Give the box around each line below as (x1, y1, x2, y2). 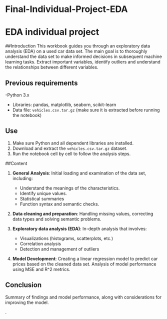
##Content (5, 160, 27, 166)
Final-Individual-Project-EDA (5, 3, 128, 15)
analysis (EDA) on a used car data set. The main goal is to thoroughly (5, 48, 147, 54)
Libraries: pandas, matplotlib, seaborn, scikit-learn (12, 101, 116, 107)
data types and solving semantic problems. (12, 216, 101, 222)
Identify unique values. (19, 190, 67, 196)
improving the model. (5, 299, 49, 305)
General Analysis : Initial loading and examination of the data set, (12, 170, 146, 176)
